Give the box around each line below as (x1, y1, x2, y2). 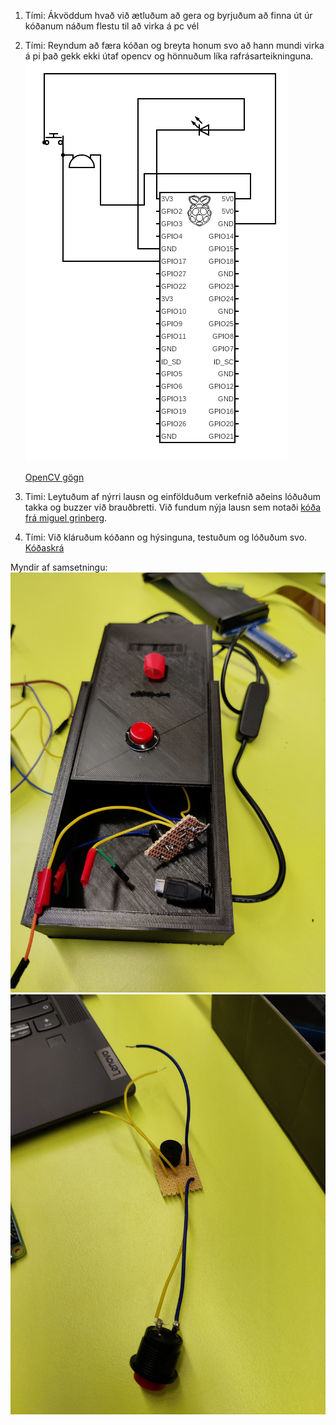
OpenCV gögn (24, 471, 85, 483)
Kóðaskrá (24, 542, 65, 554)
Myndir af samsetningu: (10, 561, 108, 573)
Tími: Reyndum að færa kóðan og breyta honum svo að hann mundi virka (24, 40, 325, 51)
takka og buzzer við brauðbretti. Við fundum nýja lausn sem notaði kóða (24, 501, 322, 513)
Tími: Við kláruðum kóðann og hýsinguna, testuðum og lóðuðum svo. (24, 531, 308, 543)
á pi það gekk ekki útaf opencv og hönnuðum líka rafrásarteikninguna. (24, 50, 314, 62)
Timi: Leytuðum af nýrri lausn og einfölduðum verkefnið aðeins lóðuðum (24, 491, 322, 502)
